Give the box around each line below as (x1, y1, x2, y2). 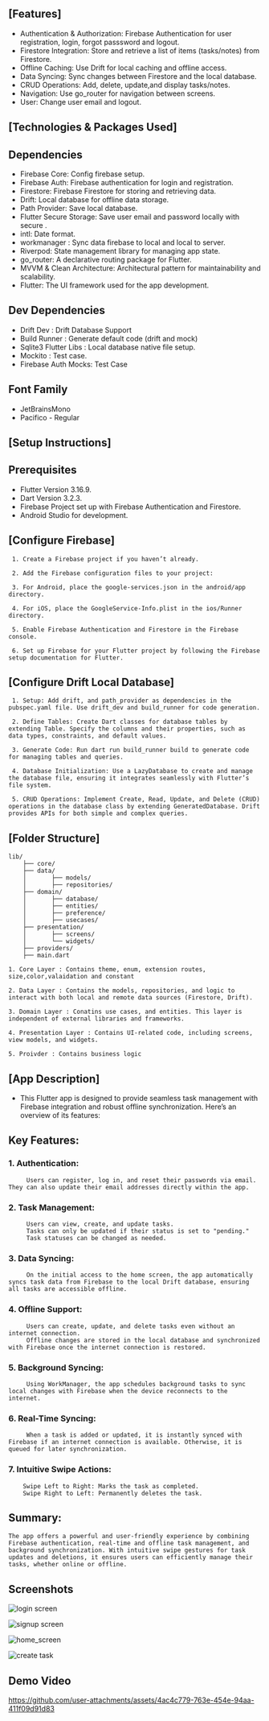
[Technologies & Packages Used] (8, 121, 177, 134)
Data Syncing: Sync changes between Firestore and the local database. (19, 71, 257, 81)
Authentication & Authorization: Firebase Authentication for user (19, 28, 232, 38)
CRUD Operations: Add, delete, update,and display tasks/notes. (19, 80, 230, 89)
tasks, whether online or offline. (8, 1561, 128, 1569)
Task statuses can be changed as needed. (26, 1235, 167, 1243)
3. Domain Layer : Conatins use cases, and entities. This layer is (8, 1007, 243, 1016)
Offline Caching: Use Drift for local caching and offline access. (19, 63, 227, 72)
